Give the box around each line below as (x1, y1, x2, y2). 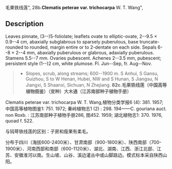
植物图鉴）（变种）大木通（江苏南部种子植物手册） (25, 88, 132, 94)
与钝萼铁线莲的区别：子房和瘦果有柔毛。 (5, 128, 91, 134)
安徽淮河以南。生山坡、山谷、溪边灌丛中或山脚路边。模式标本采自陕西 (14, 152, 163, 158)
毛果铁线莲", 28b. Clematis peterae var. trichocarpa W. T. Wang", (5, 5, 143, 10)
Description (5, 19, 44, 28)
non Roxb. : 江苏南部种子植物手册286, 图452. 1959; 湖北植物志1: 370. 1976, (5, 112, 163, 118)
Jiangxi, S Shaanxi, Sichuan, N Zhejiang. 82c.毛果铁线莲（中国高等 (25, 81, 167, 88)
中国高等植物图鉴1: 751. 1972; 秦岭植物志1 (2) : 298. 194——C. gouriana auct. (5, 105, 167, 112)
